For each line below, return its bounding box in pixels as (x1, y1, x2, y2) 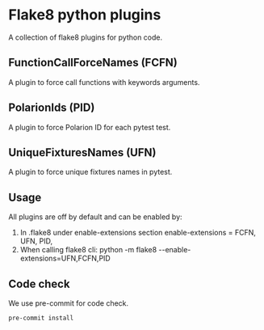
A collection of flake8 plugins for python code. (8, 32, 163, 42)
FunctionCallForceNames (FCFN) (8, 56, 178, 70)
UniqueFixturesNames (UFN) (8, 146, 157, 159)
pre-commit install (8, 314, 74, 322)
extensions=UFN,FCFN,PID (19, 253, 111, 264)
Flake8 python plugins (8, 6, 161, 24)
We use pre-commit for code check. (8, 298, 129, 308)
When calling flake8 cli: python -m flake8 (19, 245, 157, 255)
